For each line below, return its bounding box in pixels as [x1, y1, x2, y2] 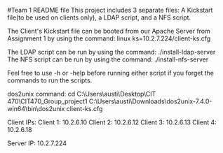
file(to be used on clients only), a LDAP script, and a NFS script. [7, 13, 191, 22]
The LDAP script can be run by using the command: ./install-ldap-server [7, 48, 216, 56]
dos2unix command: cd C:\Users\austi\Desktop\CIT [7, 90, 156, 98]
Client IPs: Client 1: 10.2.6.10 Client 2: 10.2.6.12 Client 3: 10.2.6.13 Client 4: [7, 118, 217, 126]
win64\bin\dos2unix [7, 105, 65, 112]
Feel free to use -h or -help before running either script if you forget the [7, 69, 215, 77]
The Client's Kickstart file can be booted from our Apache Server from [7, 27, 210, 35]
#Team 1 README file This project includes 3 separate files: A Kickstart [7, 6, 213, 14]
